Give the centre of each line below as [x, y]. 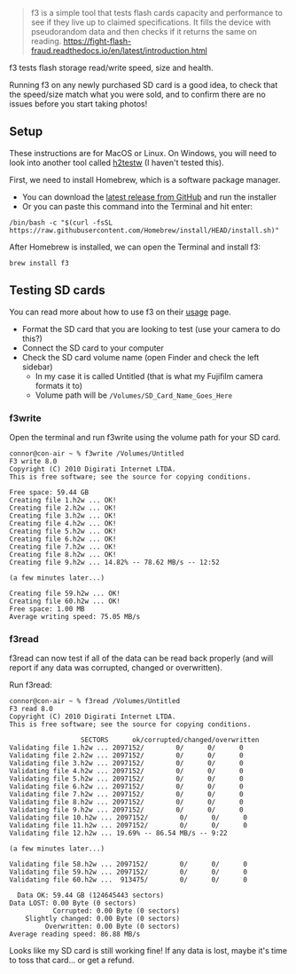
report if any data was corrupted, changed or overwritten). [116, 668]
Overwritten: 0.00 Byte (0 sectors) [112, 927]
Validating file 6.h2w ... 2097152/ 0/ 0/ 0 [126, 787]
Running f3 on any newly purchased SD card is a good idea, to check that [144, 85]
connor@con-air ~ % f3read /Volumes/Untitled [94, 701]
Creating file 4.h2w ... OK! [63, 523]
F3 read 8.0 [31, 709]
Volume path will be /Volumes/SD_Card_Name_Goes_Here [134, 395]
